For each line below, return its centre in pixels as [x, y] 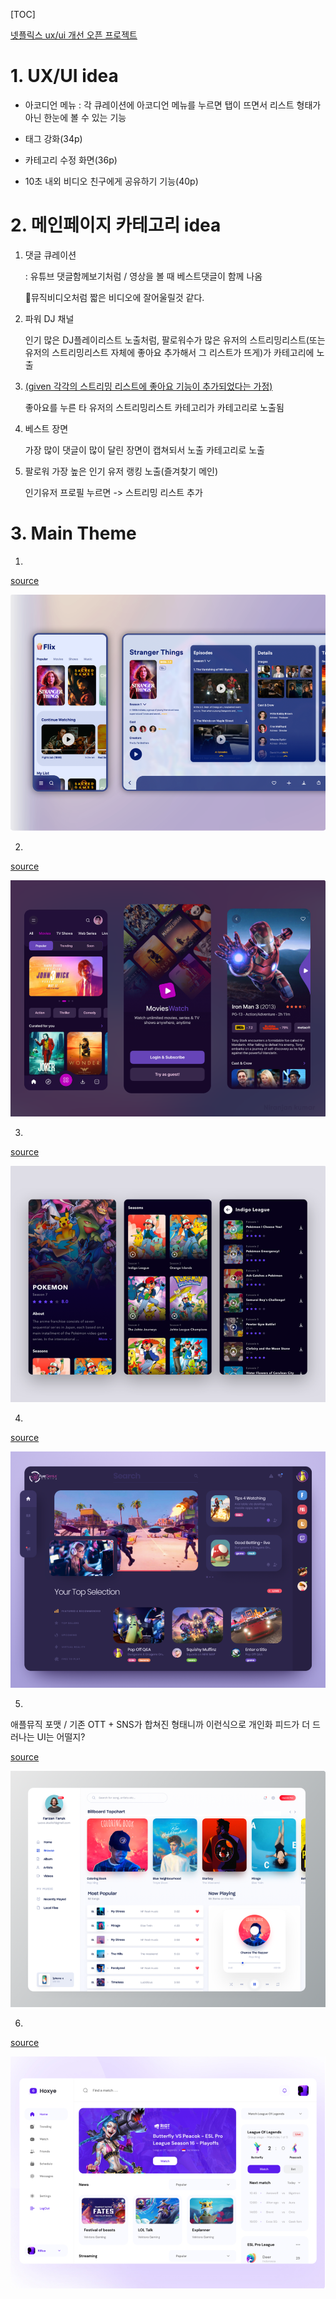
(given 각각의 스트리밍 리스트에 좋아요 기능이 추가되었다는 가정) [148, 386]
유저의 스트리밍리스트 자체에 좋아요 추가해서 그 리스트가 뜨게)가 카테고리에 [169, 352]
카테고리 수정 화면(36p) [71, 160]
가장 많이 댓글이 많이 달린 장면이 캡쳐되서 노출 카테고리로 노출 [144, 450]
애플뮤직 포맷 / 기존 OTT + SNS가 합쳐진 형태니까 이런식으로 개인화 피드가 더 [160, 1724]
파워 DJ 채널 [49, 318]
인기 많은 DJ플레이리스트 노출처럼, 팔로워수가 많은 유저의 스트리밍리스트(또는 [175, 340]
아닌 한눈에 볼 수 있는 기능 [75, 117]
